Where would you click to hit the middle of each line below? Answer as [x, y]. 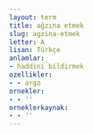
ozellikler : [31, 75]
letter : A [27, 42]
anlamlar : [27, 58]
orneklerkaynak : [39, 108]
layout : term [33, 17]
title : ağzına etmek [47, 26]
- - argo [25, 83]
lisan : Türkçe [35, 50]
